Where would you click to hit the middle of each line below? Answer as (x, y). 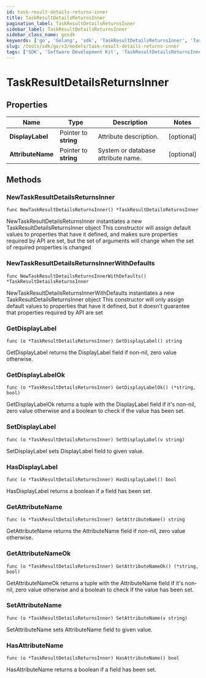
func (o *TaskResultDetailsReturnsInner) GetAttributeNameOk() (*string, (103, 566)
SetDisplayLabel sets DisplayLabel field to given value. (75, 451)
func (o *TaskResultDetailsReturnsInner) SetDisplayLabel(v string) (96, 440)
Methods (24, 180)
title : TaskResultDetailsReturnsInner (56, 18)
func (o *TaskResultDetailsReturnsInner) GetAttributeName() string (96, 520)
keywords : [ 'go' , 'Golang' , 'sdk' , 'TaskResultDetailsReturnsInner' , (97, 41)
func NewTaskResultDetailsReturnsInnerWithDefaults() (77, 276)
